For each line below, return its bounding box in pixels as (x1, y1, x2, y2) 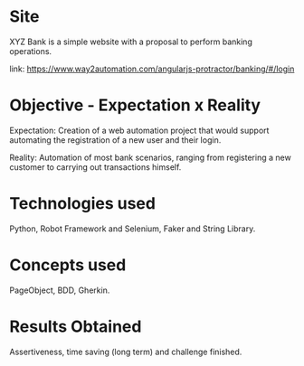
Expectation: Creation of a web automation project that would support (9, 125, 270, 136)
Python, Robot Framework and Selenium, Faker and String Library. (9, 223, 256, 234)
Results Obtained (9, 316, 142, 336)
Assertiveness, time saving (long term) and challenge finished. (9, 346, 242, 357)
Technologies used (9, 193, 157, 214)
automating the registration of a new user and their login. (9, 134, 222, 145)
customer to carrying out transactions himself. (9, 161, 182, 173)
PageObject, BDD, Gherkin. (9, 285, 110, 296)
